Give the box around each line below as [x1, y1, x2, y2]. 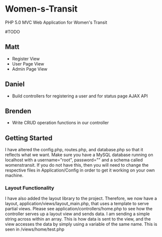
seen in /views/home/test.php [5, 226, 64, 232]
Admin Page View [12, 66, 47, 72]
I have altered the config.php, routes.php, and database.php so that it [5, 147, 144, 153]
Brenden [5, 107, 31, 115]
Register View [12, 56, 40, 62]
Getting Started [5, 134, 53, 142]
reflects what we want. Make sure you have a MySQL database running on [5, 152, 153, 158]
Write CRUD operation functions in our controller [12, 120, 109, 126]
